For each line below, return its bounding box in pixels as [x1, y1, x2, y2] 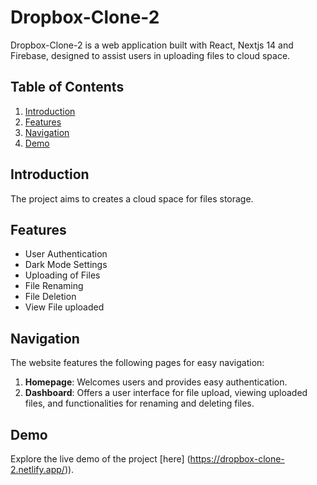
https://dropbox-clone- [189, 453, 285, 465]
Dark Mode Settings [24, 259, 108, 271]
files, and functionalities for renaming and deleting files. [24, 397, 255, 410]
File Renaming [24, 280, 84, 292]
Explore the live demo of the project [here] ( [10, 453, 191, 465]
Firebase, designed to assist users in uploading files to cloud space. [10, 49, 291, 61]
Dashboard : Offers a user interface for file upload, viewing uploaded [24, 387, 308, 399]
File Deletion [24, 291, 77, 303]
